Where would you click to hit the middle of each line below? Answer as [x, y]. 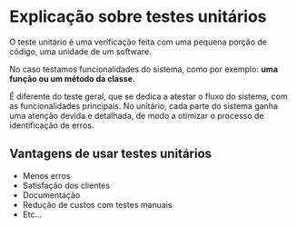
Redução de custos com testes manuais [97, 204]
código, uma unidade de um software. [80, 51]
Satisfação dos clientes [66, 185]
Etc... [32, 214]
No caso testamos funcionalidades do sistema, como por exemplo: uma [144, 69]
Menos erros [46, 175]
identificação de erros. [52, 125]
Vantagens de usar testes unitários [110, 154]
